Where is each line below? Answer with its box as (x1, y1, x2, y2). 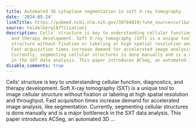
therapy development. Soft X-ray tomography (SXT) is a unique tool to (6, 85, 174, 92)
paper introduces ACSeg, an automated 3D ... (6, 116, 116, 123)
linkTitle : (6, 19, 33, 25)
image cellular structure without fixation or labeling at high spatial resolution (6, 91, 188, 98)
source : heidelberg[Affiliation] (6, 24, 87, 31)
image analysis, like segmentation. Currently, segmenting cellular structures (6, 103, 188, 111)
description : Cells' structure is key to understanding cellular (6, 30, 168, 36)
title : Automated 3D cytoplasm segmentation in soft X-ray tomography (6, 8, 181, 15)
